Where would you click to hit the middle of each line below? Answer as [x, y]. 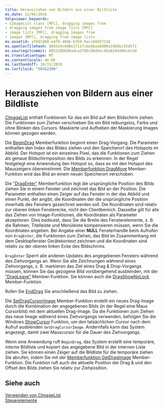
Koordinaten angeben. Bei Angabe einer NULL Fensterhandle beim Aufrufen [82, 230]
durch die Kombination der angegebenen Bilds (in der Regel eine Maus [76, 306]
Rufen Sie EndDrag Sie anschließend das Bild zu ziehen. [62, 291]
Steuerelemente [21, 400]
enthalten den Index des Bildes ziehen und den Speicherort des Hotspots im [82, 147]
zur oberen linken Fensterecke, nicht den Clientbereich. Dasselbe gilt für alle [82, 209]
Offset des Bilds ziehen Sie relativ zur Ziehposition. [57, 368]
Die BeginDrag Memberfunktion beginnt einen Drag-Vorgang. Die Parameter [82, 143]
